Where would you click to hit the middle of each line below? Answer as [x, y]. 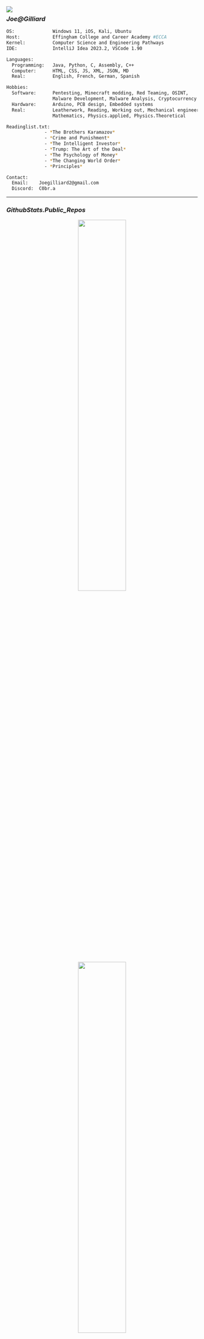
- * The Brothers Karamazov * [80, 132]
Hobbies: [17, 88]
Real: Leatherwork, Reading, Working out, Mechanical [93, 110]
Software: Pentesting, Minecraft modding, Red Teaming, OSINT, [100, 93]
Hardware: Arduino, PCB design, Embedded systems [83, 104]
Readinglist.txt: [28, 127]
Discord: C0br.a [34, 189]
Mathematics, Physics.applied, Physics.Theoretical [119, 116]
